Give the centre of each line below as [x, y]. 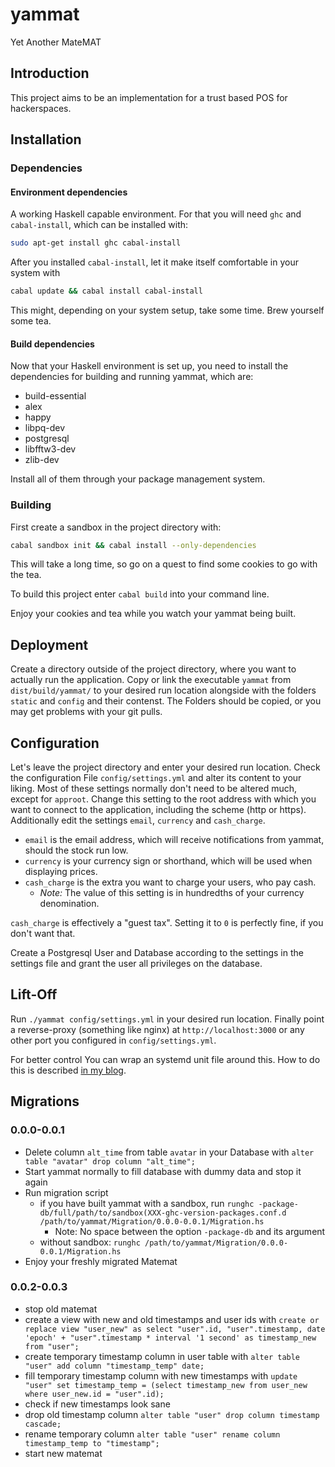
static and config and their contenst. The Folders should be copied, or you [166, 701]
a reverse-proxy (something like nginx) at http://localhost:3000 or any [157, 1029]
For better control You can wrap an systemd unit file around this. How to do [165, 1059]
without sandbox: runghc [90, 1242]
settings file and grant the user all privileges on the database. [136, 964]
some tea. [31, 321]
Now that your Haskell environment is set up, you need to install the [149, 366]
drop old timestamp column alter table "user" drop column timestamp [172, 1414]
